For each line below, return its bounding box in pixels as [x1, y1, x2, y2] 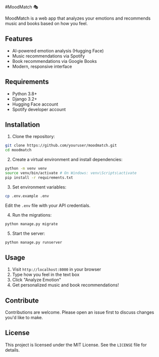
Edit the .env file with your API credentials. [5, 202, 91, 208]
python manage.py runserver [5, 240, 63, 245]
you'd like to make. [5, 315, 43, 321]
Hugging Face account [12, 101, 59, 107]
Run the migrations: [12, 212, 52, 218]
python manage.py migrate [5, 221, 58, 226]
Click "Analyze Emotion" [12, 277, 61, 283]
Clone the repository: [12, 134, 55, 139]
